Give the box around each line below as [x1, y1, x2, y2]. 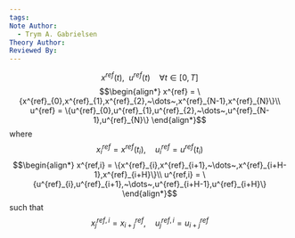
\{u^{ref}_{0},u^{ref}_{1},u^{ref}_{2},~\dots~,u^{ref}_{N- [64, 104, 270, 116]
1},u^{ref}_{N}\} [93, 114, 150, 125]
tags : [9, 12, 29, 22]
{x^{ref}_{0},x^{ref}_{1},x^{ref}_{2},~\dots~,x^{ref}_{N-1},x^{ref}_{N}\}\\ [19, 95, 281, 106]
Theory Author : [9, 37, 66, 47]
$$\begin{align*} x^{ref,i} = [12, 160, 113, 170]
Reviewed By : [9, 46, 58, 55]
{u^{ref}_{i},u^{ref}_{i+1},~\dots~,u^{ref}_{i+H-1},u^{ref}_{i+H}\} [32, 179, 267, 190]
